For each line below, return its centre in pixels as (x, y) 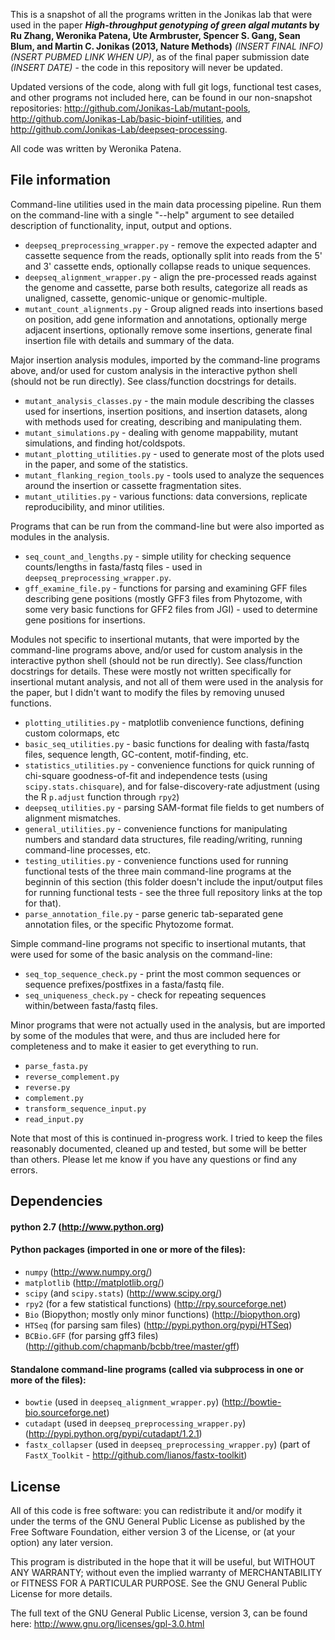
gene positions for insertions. (85, 620)
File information (61, 180)
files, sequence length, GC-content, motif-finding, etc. (136, 754)
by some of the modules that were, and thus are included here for (145, 1035)
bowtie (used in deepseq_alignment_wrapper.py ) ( (124, 1402)
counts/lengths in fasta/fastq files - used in (113, 566)
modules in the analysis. (60, 536)
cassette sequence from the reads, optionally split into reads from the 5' (173, 255)
